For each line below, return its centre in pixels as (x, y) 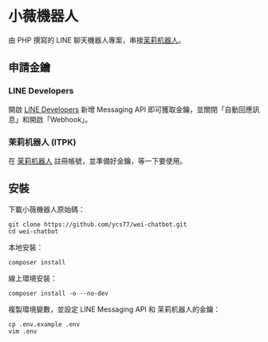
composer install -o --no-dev (59, 293)
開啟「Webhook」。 (61, 119)
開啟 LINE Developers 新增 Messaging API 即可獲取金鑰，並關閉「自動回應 (130, 109)
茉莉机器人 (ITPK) (42, 142)
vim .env (23, 331)
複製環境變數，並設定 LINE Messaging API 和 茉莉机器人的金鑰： (114, 309)
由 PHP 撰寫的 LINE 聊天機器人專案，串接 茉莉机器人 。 (97, 40)
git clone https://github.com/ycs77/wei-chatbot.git (98, 225)
